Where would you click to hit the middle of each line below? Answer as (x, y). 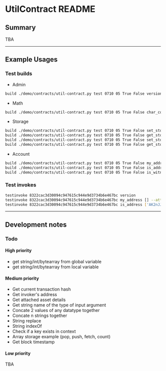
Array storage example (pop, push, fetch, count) (61, 337)
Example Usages (31, 60)
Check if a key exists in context (44, 331)
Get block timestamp (34, 342)
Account (21, 154)
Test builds (19, 74)
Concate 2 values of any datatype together (56, 310)
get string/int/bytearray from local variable (55, 267)
